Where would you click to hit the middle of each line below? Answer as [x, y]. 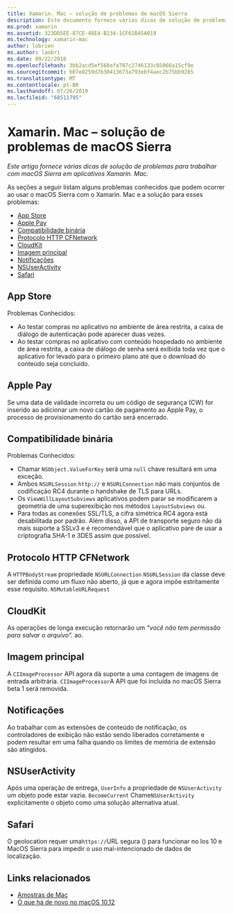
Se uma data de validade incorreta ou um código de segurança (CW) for [110, 402]
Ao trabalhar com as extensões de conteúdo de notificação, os [97, 727]
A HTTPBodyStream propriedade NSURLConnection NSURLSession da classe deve [116, 574]
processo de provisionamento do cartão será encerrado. [88, 417]
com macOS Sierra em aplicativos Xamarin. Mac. [78, 173]
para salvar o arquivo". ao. [45, 635]
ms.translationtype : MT [42, 78]
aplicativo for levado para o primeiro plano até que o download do [111, 356]
